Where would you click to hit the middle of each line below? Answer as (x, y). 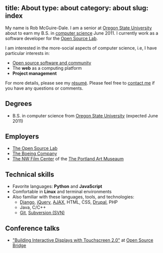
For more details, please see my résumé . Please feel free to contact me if (80, 83)
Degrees (19, 104)
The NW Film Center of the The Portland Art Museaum (68, 159)
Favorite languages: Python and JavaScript (57, 186)
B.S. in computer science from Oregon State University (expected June (85, 115)
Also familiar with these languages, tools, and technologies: (73, 197)
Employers (22, 136)
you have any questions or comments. (44, 88)
